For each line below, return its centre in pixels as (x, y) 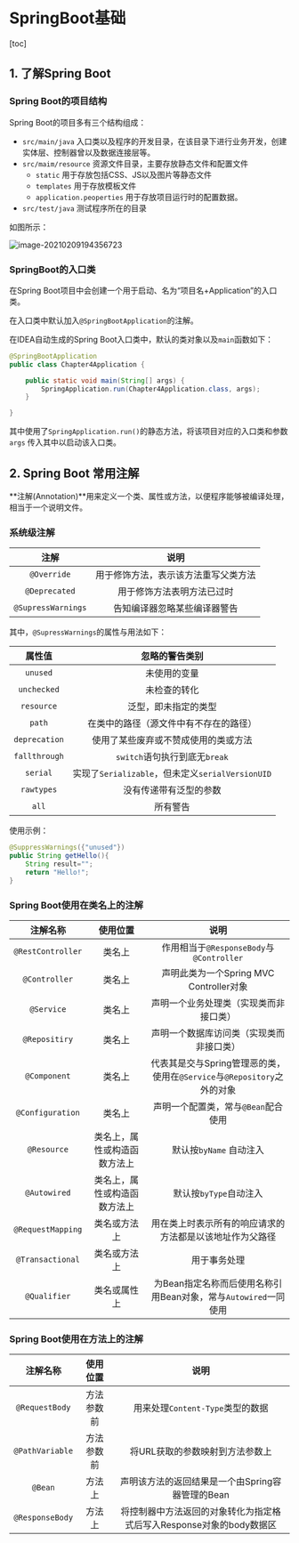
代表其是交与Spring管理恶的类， (218, 1062)
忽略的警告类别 (172, 657)
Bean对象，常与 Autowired (214, 1297)
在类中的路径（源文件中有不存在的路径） (172, 723)
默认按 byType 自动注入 (218, 1193)
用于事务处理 (218, 1260)
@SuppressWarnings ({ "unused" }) (67, 848)
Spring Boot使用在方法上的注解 (77, 1338)
